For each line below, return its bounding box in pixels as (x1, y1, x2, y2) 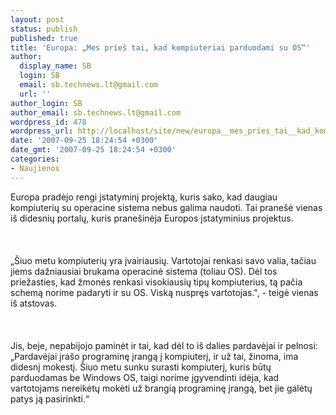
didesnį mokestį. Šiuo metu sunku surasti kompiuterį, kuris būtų (10, 361, 272, 373)
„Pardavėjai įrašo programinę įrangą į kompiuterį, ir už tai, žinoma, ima (10, 350, 299, 362)
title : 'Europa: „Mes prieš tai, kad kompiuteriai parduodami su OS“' (10, 42, 311, 53)
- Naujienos (10, 163, 60, 173)
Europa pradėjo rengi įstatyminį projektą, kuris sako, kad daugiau (10, 191, 278, 203)
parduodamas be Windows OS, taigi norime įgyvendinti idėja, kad (10, 371, 280, 383)
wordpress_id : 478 (10, 117, 87, 127)
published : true (10, 33, 78, 43)
